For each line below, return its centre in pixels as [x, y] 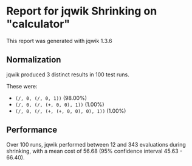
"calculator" [38, 24]
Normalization [34, 60]
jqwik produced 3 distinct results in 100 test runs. [68, 75]
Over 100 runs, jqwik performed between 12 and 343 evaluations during [96, 144]
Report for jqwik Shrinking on [82, 11]
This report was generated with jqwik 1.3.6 [59, 41]
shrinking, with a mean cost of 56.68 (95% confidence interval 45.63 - [94, 151]
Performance [32, 130]
